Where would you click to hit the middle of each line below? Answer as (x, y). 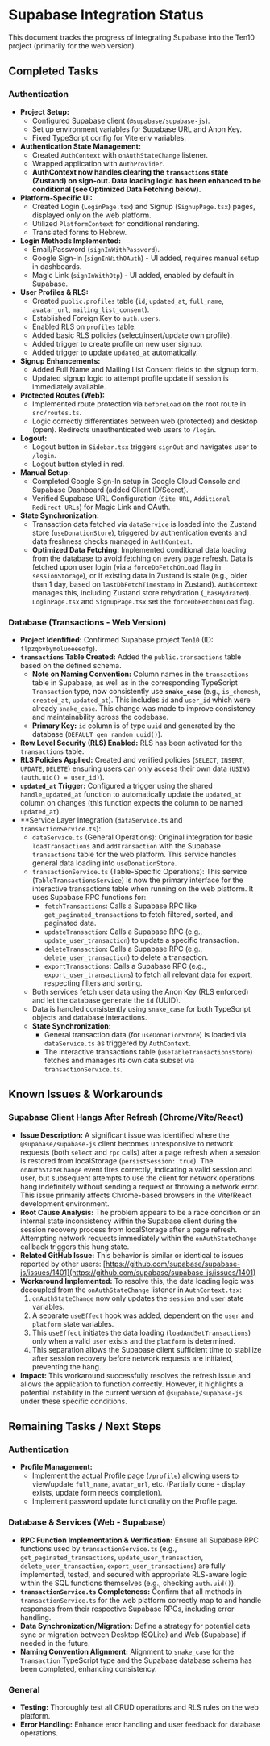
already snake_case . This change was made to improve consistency (143, 708)
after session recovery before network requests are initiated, (133, 1358)
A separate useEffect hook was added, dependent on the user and (143, 1315)
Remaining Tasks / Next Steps (85, 1426)
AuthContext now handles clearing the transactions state (130, 172)
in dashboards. (57, 266)
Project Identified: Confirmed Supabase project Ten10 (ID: (116, 639)
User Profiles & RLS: (54, 292)
